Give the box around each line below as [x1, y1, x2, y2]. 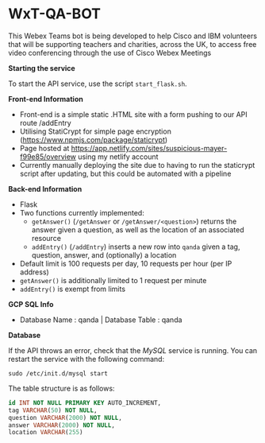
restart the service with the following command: [8, 354, 165, 363]
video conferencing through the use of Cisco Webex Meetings [8, 48, 212, 57]
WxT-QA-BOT [8, 5, 102, 23]
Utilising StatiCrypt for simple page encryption [19, 126, 172, 136]
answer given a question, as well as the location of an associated [31, 224, 244, 235]
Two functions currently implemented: [19, 208, 144, 217]
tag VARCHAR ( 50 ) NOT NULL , [8, 406, 98, 414]
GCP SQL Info [8, 299, 54, 309]
